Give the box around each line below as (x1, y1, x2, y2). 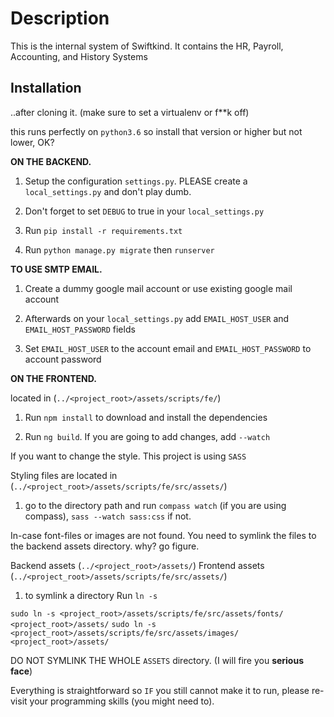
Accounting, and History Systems (10, 50, 148, 62)
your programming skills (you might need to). (29, 695, 215, 707)
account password (24, 353, 102, 365)
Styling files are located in (10, 469, 118, 481)
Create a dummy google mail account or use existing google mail (24, 282, 293, 294)
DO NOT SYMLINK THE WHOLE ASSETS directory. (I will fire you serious (10, 654, 305, 666)
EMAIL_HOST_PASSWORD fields (24, 323, 136, 335)
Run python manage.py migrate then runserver (24, 243, 215, 256)
